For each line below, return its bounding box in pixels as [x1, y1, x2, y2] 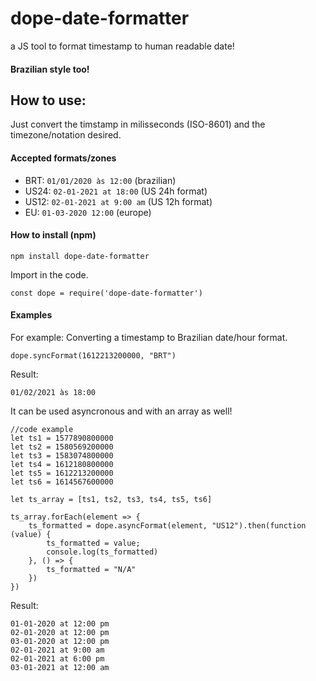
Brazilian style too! [10, 63, 90, 75]
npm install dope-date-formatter [10, 251, 150, 261]
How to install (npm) [10, 229, 97, 241]
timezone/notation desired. [10, 129, 122, 141]
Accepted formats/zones [10, 152, 117, 164]
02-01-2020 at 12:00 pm [10, 627, 110, 637]
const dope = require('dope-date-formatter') [10, 288, 203, 298]
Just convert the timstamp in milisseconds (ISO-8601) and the [10, 118, 266, 131]
